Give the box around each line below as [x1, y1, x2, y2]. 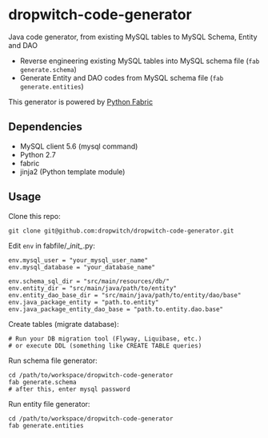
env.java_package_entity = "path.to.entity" [8, 298, 159, 306]
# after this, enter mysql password [8, 385, 130, 393]
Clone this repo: [8, 211, 62, 221]
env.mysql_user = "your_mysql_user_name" [8, 256, 149, 265]
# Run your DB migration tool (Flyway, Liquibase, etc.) [8, 334, 202, 343]
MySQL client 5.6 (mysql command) [19, 141, 138, 151]
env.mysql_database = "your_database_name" [8, 263, 156, 271]
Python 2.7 [19, 149, 56, 159]
